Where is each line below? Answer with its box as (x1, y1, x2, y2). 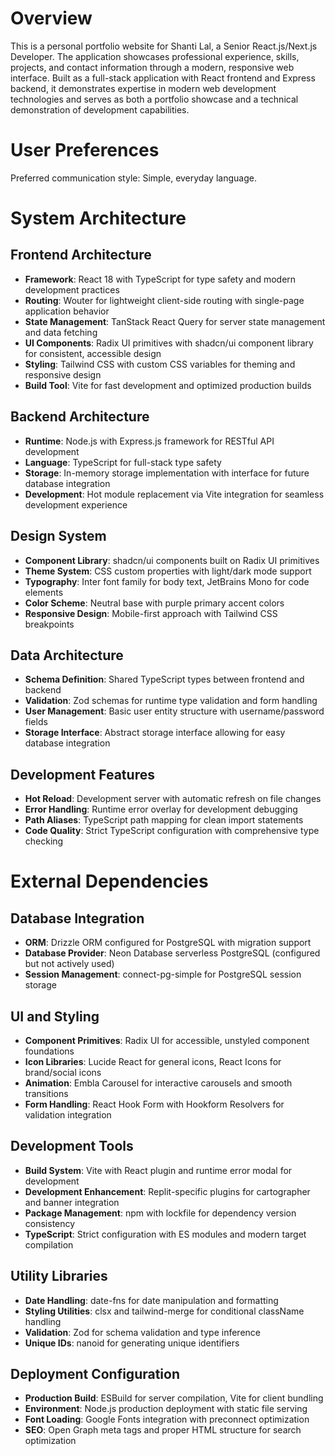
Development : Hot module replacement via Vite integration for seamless (24, 488, 325, 500)
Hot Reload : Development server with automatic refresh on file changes (24, 793, 322, 805)
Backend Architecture (10, 408, 150, 426)
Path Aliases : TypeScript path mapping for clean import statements (24, 814, 304, 826)
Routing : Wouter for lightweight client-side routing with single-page (24, 294, 305, 306)
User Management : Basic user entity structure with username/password (24, 705, 325, 717)
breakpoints (24, 618, 75, 630)
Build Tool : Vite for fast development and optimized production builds (24, 379, 312, 391)
